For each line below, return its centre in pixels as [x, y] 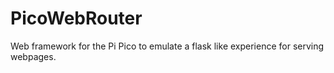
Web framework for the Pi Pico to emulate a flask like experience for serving [167, 46]
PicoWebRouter [76, 18]
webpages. [33, 56]
